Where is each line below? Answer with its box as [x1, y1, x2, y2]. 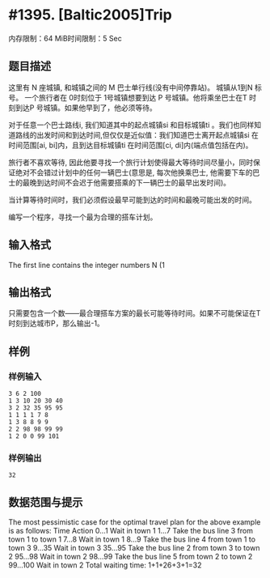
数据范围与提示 [8, 495, 83, 509]
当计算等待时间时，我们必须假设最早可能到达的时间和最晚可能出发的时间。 [8, 194, 256, 204]
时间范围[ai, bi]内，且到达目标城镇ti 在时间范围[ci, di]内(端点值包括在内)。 [8, 140, 253, 150]
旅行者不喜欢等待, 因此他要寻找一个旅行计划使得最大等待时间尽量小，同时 [8, 157, 253, 167]
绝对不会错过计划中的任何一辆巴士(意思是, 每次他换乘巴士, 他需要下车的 [15, 168, 253, 177]
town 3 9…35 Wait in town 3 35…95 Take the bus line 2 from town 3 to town [8, 543, 260, 553]
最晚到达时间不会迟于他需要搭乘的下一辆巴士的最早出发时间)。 [22, 177, 231, 187]
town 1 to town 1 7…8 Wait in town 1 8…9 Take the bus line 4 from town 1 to [8, 534, 256, 544]
